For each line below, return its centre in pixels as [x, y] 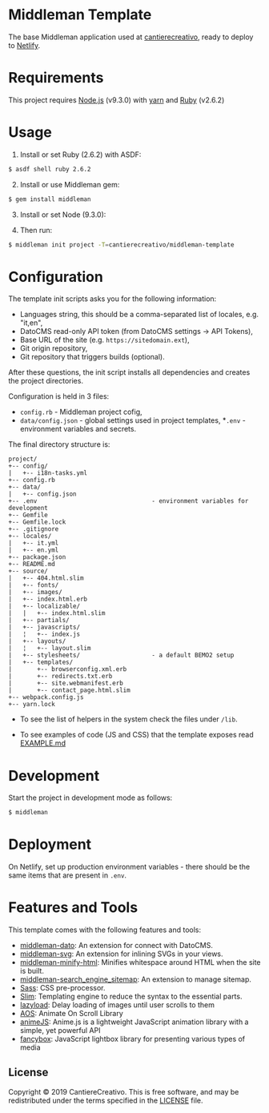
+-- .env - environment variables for [128, 501]
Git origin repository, [54, 348]
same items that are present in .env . [67, 875]
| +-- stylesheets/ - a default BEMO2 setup [121, 655]
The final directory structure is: [59, 444]
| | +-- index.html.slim [57, 613]
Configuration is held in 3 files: [59, 396]
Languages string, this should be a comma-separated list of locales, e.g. [139, 315]
